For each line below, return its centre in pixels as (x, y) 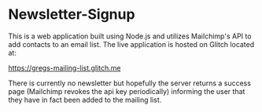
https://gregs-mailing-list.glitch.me (65, 67)
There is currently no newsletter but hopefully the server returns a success (130, 83)
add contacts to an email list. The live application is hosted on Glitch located (131, 44)
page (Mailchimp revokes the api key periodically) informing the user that (127, 91)
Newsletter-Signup (72, 14)
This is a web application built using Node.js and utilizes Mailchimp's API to (130, 36)
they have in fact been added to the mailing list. (85, 99)
